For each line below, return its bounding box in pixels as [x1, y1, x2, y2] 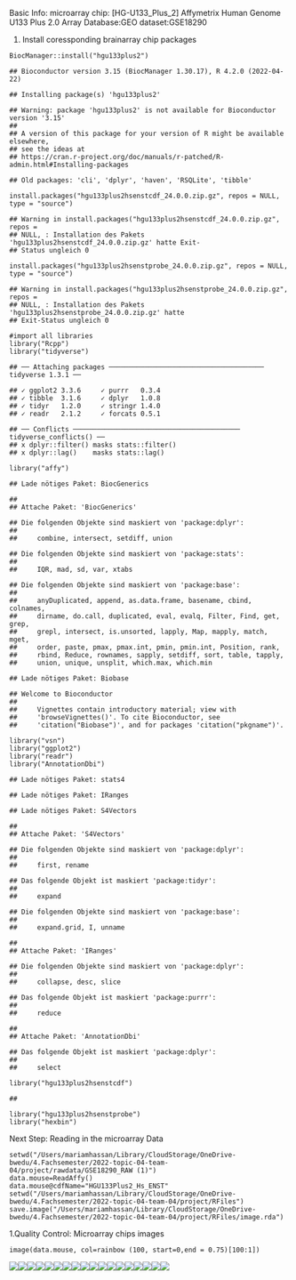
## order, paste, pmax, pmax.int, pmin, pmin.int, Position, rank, [9, 643, 280, 652]
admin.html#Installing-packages [9, 160, 129, 169]
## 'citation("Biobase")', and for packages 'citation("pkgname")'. [9, 721, 284, 729]
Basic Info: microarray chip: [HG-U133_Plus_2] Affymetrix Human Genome [9, 8, 282, 18]
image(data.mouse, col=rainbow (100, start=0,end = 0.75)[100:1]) [9, 1245, 260, 1254]
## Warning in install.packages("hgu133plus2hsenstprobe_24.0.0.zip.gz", [9, 285, 289, 294]
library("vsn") [9, 737, 66, 745]
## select [9, 1063, 62, 1072]
